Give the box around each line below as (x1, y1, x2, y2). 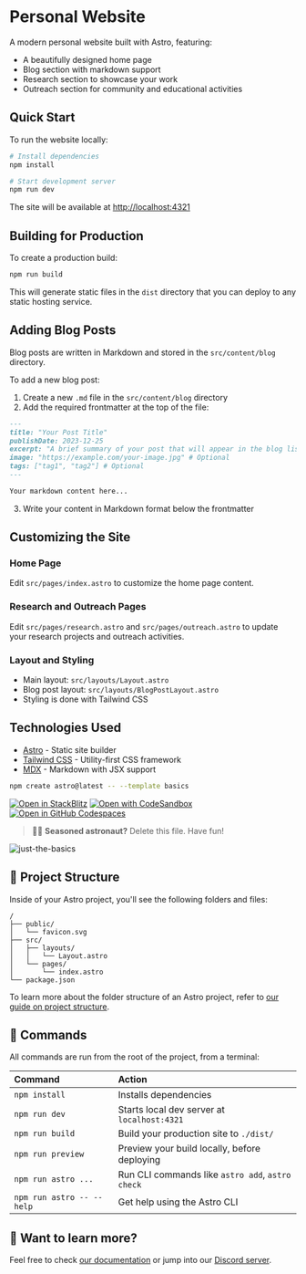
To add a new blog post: (9, 374, 100, 385)
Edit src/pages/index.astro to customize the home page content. (9, 578, 255, 589)
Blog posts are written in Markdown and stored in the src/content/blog (9, 347, 276, 358)
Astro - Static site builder (22, 744, 117, 755)
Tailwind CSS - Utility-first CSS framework (22, 754, 182, 765)
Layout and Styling (9, 653, 95, 666)
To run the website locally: (9, 134, 108, 145)
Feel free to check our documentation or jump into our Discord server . (9, 1255, 272, 1266)
